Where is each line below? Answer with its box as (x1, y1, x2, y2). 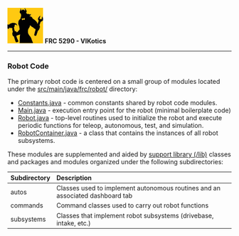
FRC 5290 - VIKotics (44, 37, 107, 45)
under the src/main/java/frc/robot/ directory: (7, 85, 138, 93)
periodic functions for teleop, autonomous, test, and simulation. (17, 122, 204, 130)
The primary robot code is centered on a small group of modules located (7, 77, 221, 86)
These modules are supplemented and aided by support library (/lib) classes (7, 150, 231, 159)
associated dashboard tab (56, 191, 133, 200)
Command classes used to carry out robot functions (56, 201, 209, 210)
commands (10, 201, 44, 210)
